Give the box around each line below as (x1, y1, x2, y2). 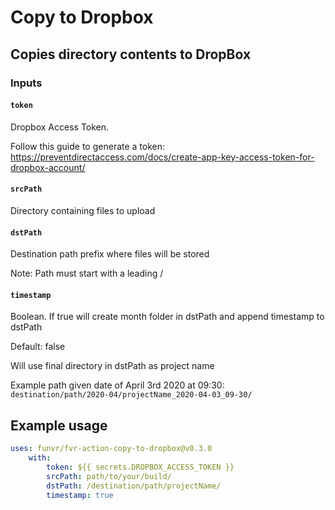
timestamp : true (46, 490, 114, 500)
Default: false (10, 341, 66, 353)
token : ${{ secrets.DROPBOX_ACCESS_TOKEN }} (46, 462, 235, 472)
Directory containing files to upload (10, 204, 156, 216)
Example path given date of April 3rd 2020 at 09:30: (10, 379, 225, 391)
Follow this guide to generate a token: (10, 140, 166, 152)
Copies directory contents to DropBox (10, 46, 252, 63)
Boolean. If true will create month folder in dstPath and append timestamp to (10, 311, 325, 323)
